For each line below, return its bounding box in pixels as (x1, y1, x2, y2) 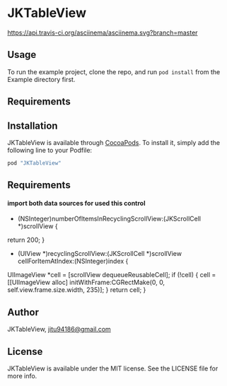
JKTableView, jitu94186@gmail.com (7, 325, 111, 334)
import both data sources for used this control (7, 199, 146, 207)
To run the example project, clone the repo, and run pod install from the (7, 67, 221, 76)
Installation (7, 119, 58, 131)
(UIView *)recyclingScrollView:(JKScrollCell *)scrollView (17, 250, 182, 258)
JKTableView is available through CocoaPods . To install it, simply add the (7, 138, 221, 146)
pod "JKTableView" (7, 159, 62, 167)
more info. (7, 372, 37, 380)
